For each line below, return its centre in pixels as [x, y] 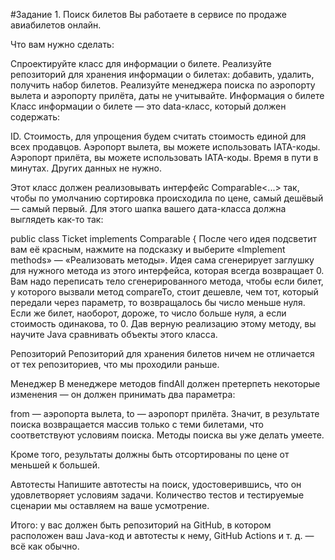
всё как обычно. [45, 546]
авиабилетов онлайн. [56, 25]
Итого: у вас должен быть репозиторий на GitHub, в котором [141, 525]
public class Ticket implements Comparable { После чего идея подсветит [163, 238]
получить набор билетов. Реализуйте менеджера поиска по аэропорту [163, 85]
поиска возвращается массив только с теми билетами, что [137, 424]
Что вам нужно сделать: [62, 44]
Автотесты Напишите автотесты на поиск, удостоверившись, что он [156, 484]
